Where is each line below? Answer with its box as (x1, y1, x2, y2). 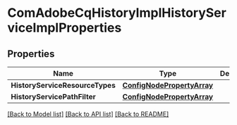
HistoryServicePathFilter (11, 92, 97, 101)
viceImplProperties (7, 20, 122, 36)
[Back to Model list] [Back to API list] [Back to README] (7, 110, 169, 118)
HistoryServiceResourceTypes (11, 81, 116, 90)
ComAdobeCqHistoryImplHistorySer (7, 5, 227, 21)
